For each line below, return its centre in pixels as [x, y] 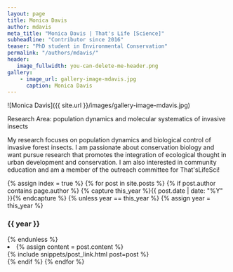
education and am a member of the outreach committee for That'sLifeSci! [113, 170]
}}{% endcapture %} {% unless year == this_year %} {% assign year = [109, 198]
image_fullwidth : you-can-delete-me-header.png [87, 66]
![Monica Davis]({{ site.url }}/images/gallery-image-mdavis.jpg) [99, 105]
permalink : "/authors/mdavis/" [53, 53]
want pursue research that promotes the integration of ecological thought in [117, 155]
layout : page [26, 14]
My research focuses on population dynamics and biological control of [109, 140]
